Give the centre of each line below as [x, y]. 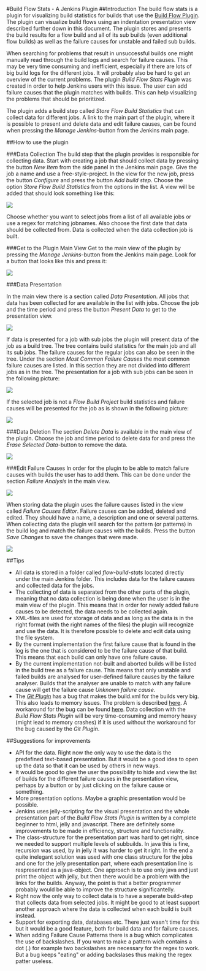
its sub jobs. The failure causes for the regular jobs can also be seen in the [101, 352]
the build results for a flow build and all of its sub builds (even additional [97, 35]
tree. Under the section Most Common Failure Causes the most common [98, 359]
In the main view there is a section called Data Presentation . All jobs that [97, 296]
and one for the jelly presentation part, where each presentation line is [104, 863]
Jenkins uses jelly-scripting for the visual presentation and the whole [102, 811]
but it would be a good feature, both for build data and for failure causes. [107, 928]
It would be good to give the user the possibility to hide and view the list [106, 772]
